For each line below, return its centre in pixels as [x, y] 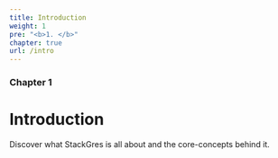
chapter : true [36, 43]
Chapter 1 [31, 83]
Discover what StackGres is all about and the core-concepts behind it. [140, 144]
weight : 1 [28, 26]
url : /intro [32, 51]
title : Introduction [48, 18]
